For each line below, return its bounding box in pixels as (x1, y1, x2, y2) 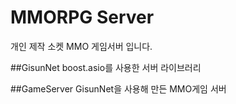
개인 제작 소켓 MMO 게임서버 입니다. (10, 40, 153, 52)
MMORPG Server (10, 6, 155, 29)
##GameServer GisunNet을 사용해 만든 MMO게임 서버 (10, 82, 227, 95)
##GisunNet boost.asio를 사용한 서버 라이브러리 (10, 61, 202, 73)
